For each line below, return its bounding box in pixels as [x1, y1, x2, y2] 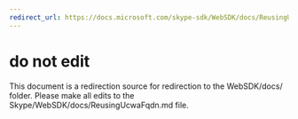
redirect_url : [9, 12, 62, 22]
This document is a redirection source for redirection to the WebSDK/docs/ [9, 81, 283, 91]
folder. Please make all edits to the [9, 90, 135, 100]
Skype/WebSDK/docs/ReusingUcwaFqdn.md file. [9, 99, 189, 110]
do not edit [9, 51, 90, 71]
